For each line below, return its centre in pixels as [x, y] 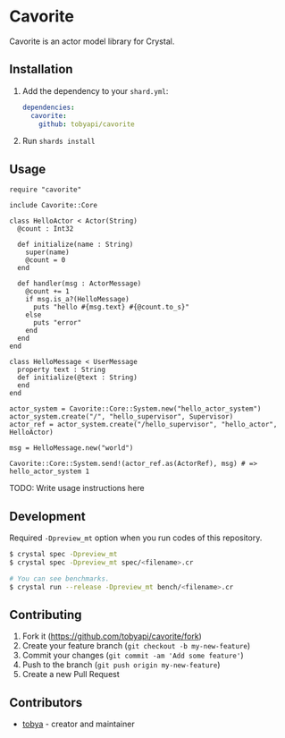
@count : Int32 [46, 229]
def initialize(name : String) [75, 245]
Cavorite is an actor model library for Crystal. [92, 41]
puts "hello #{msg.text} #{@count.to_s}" [111, 307]
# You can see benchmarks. [59, 579]
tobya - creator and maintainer [79, 724]
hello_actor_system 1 [50, 471]
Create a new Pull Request [71, 674]
